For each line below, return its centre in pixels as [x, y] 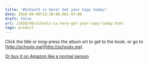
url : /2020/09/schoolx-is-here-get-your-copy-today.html [64, 23]
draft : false [18, 19]
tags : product [20, 28]
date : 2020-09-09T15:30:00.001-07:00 [44, 14]
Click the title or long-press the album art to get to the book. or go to [74, 42]
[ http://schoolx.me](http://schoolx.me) [44, 47]
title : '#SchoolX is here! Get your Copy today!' [57, 10]
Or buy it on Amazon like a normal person [47, 56]
